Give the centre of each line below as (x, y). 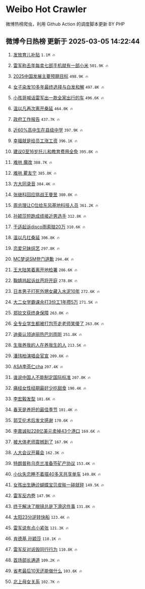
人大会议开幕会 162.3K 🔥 (39, 452)
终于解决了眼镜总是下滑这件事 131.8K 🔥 (54, 506)
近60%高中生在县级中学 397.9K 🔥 (48, 130)
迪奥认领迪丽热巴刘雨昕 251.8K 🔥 (47, 334)
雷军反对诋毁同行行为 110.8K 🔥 (45, 549)
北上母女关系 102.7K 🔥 (36, 581)
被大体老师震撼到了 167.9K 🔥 (43, 442)
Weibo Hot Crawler (46, 9)
